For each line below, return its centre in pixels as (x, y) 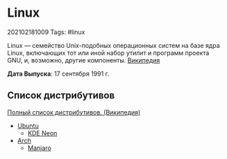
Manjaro (40, 148)
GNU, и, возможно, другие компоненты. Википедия (84, 60)
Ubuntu (28, 126)
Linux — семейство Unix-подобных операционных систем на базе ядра (113, 45)
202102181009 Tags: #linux (46, 32)
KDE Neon (42, 133)
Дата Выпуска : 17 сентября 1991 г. (58, 74)
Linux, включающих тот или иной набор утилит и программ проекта (108, 53)
